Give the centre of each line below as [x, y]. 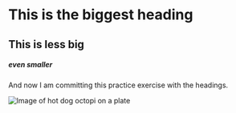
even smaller [31, 65]
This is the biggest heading [101, 15]
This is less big [46, 44]
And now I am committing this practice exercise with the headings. [118, 85]
